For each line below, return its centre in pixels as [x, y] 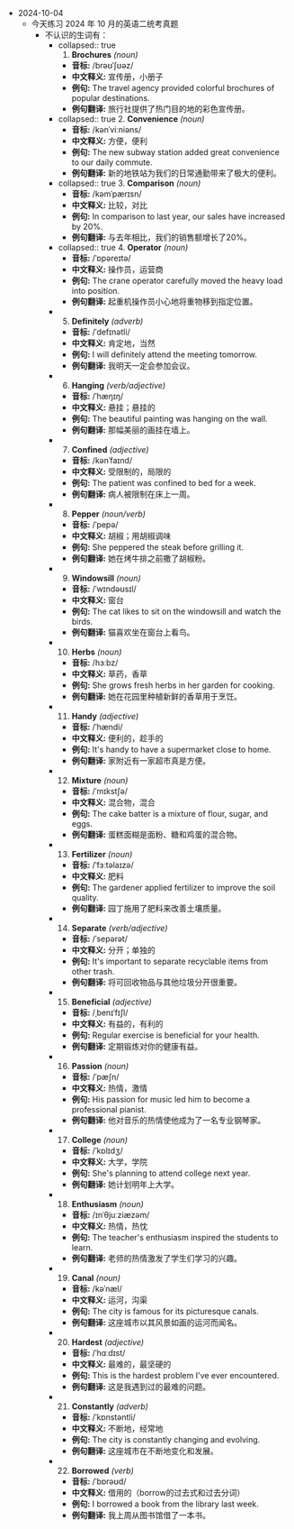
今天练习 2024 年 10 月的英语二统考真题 [105, 23]
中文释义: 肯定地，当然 [113, 343]
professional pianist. [109, 1109]
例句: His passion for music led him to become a [160, 1099]
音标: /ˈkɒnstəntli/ [104, 1417]
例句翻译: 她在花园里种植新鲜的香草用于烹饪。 [157, 696]
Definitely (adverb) [107, 321]
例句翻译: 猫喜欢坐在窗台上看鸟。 [133, 632]
